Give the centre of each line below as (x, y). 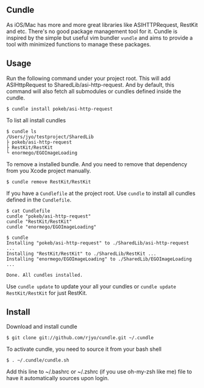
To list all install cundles (36, 120)
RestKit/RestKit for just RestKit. (47, 293)
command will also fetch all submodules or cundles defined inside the (94, 91)
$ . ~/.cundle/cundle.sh (38, 361)
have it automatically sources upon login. (58, 378)
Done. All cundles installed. (45, 275)
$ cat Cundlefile (28, 211)
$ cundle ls (21, 131)
